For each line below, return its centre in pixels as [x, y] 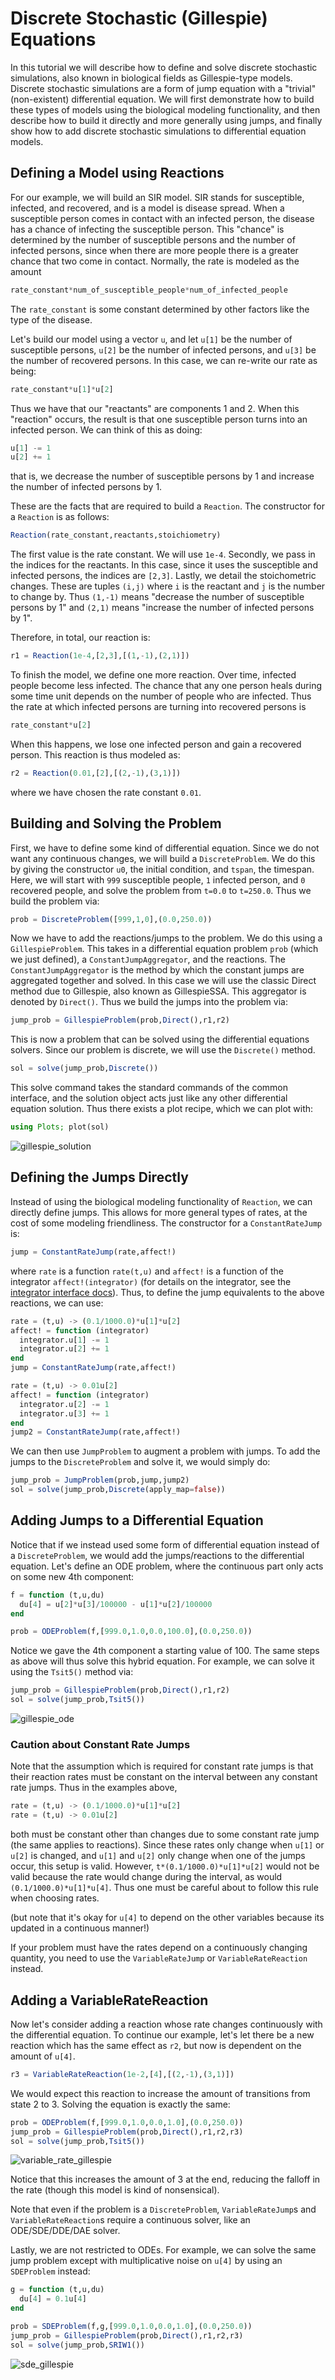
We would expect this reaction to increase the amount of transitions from [160, 2093]
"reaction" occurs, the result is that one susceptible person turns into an [159, 419]
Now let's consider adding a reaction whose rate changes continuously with [166, 2024]
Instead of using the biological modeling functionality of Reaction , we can [161, 1201]
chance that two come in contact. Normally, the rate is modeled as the [155, 261]
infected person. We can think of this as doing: [106, 429]
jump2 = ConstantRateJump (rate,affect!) [96, 1432]
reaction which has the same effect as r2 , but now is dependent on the [156, 2045]
